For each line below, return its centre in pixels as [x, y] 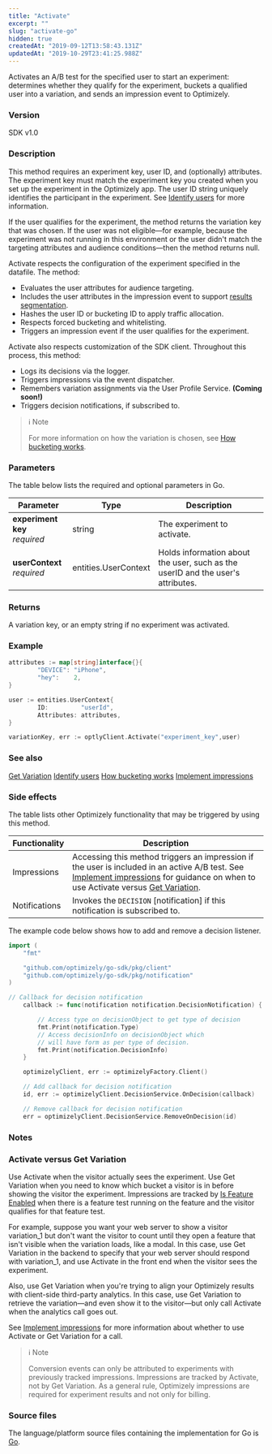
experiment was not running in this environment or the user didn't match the [135, 239]
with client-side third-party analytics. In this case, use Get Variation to [125, 1294]
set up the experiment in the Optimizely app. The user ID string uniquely [128, 188]
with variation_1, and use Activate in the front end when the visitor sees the [133, 1261]
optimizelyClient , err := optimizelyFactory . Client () [115, 1072]
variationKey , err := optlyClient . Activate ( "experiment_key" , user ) [125, 737]
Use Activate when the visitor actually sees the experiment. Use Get [122, 1176]
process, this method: [45, 355]
